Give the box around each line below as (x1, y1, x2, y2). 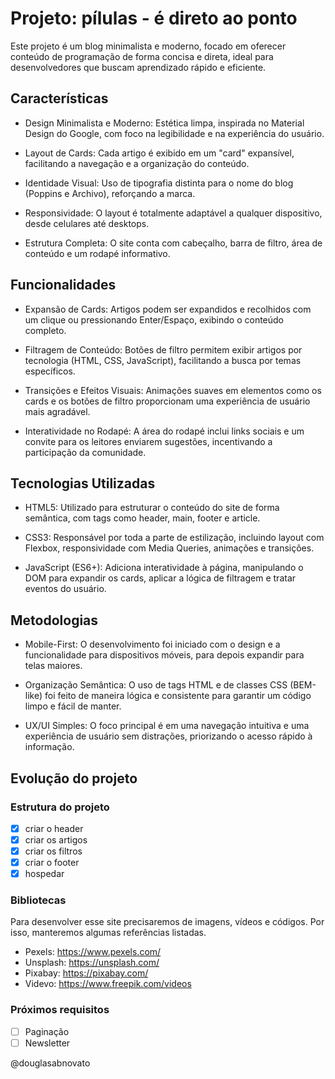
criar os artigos (24, 833, 88, 846)
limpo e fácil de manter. (24, 700, 122, 712)
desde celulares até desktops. (24, 217, 150, 229)
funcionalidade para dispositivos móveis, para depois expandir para (24, 649, 305, 661)
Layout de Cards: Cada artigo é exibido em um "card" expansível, (24, 147, 295, 159)
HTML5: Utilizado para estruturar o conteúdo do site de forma (24, 502, 280, 514)
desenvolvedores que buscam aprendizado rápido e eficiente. (10, 61, 267, 73)
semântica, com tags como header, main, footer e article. (24, 512, 261, 524)
